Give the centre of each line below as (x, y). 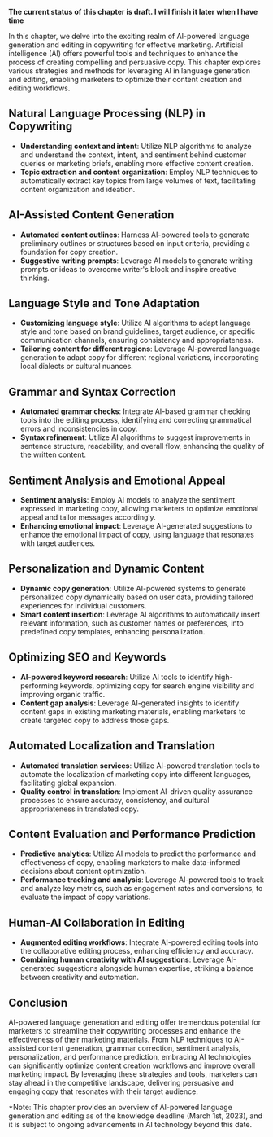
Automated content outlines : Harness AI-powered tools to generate (135, 235)
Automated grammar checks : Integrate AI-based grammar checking (135, 411)
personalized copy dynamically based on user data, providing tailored (137, 597)
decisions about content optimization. (83, 871)
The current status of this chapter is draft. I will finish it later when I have (133, 12)
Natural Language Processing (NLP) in (107, 114)
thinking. (35, 278)
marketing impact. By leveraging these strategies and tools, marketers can (133, 1073)
